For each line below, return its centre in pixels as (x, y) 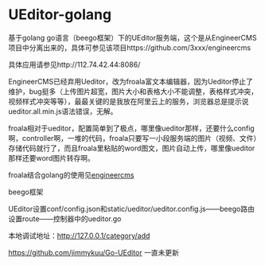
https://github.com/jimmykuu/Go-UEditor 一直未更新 (94, 252)
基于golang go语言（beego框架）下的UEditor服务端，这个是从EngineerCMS (132, 37)
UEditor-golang (60, 15)
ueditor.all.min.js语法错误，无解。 (63, 111)
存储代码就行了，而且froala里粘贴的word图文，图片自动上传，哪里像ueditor (132, 148)
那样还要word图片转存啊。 (52, 158)
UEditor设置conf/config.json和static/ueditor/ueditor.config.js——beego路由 (131, 208)
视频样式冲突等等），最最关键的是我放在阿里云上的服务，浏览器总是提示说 (129, 101)
